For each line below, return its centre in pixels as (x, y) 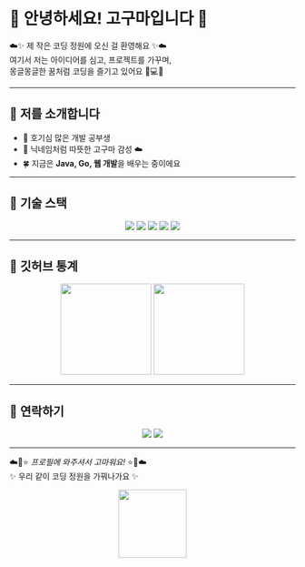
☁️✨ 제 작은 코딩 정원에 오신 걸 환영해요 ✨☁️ (88, 46)
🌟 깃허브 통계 (44, 266)
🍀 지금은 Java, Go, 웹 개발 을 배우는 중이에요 (102, 163)
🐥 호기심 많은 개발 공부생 (66, 137)
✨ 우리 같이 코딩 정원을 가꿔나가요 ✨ (74, 476)
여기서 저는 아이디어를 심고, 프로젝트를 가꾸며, (91, 59)
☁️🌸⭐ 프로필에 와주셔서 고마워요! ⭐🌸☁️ (78, 462)
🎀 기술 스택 (39, 203)
